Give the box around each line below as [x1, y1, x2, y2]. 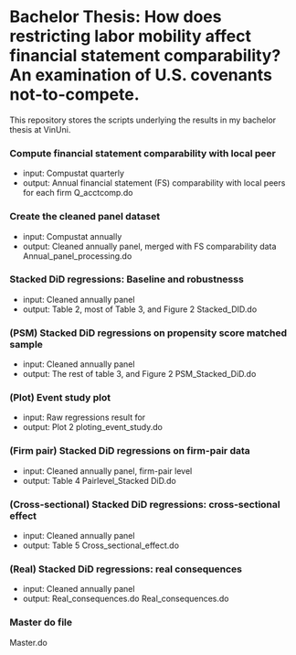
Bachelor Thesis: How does [9, 6, 222, 27]
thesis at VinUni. [9, 123, 71, 134]
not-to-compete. [9, 84, 140, 105]
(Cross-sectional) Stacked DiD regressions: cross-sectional [9, 498, 280, 510]
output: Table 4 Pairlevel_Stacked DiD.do [22, 475, 176, 486]
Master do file [9, 616, 73, 628]
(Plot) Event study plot [9, 392, 111, 404]
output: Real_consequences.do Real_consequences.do [22, 593, 229, 605]
